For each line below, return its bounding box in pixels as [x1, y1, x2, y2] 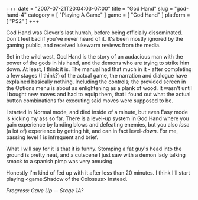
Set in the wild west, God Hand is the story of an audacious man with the [6, 53, 183, 60]
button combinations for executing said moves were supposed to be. [6, 97, 173, 104]
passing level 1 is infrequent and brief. [6, 134, 99, 141]
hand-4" [6, 11, 27, 18]
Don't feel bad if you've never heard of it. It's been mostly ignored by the [6, 36, 183, 42]
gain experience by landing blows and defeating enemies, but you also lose [6, 121, 190, 128]
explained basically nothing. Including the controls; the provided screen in [6, 78, 186, 85]
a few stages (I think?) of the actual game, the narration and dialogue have [6, 72, 187, 79]
